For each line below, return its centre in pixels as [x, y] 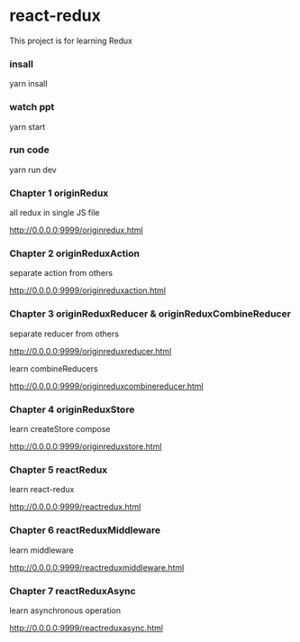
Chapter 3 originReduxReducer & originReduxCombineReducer [150, 314]
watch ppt [32, 107]
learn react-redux [42, 490]
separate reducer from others [64, 334]
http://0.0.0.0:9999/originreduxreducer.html [91, 351]
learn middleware [41, 550]
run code [29, 150]
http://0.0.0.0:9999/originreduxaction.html [88, 290]
